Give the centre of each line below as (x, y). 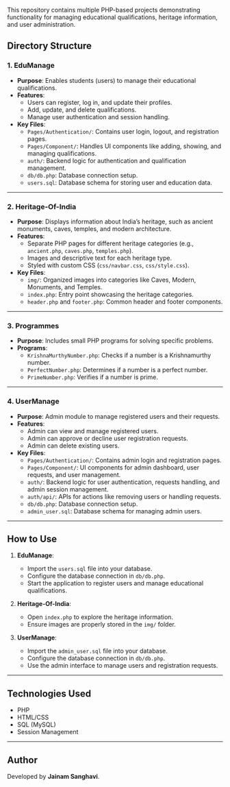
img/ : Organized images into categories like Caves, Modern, (112, 280)
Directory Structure (50, 46)
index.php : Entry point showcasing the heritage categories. (110, 294)
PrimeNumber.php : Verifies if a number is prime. (93, 377)
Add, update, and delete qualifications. (82, 110)
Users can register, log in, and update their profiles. (100, 102)
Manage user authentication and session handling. (98, 117)
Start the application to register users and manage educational (115, 583)
